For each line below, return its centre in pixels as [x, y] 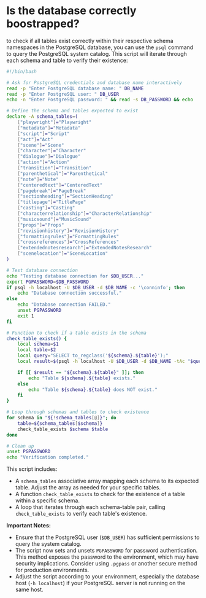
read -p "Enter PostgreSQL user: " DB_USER [63, 94]
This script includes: [32, 469]
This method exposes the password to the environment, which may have [107, 557]
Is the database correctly [71, 11]
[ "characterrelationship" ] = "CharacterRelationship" [85, 214]
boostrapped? [43, 24]
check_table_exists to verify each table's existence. [81, 514]
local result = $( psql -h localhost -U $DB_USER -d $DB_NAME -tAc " [104, 362]
